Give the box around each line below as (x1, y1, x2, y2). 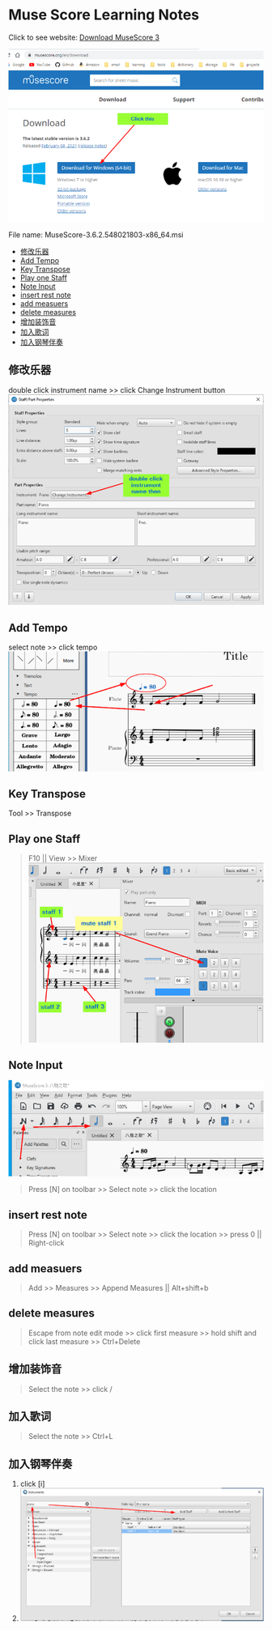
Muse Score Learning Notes (8, 6, 200, 24)
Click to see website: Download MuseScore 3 (8, 32, 160, 42)
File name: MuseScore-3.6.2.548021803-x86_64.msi (8, 229, 184, 240)
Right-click (28, 1238, 65, 1248)
